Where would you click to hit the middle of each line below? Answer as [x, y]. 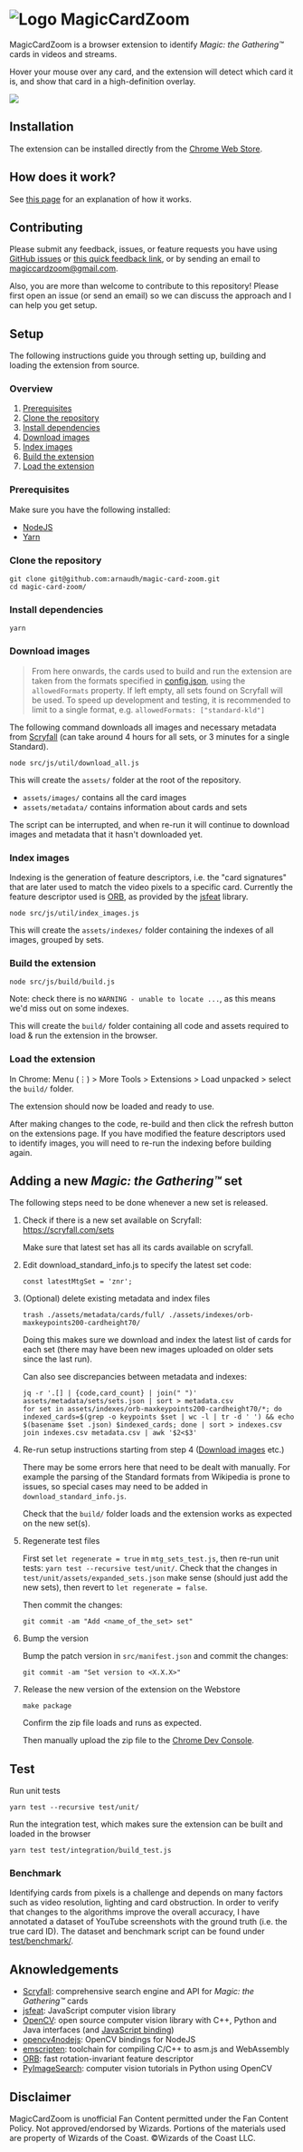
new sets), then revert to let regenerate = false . [115, 1587]
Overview [31, 389]
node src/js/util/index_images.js [75, 913]
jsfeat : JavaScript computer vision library [99, 2011]
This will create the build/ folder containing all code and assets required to [149, 1026]
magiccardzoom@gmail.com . [64, 268]
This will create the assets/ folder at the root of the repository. [125, 780]
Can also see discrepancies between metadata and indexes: [134, 1377]
